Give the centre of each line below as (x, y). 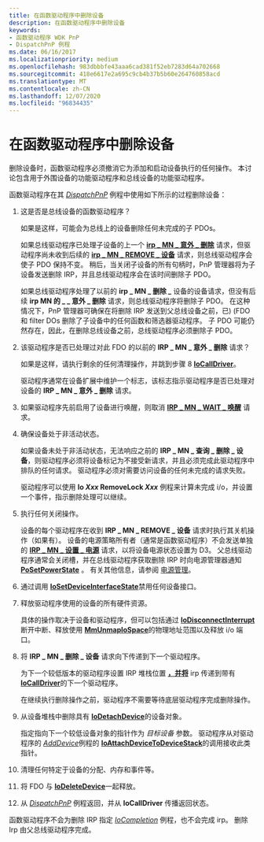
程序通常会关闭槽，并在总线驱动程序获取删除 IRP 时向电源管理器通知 (131, 560)
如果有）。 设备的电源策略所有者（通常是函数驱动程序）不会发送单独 (144, 540)
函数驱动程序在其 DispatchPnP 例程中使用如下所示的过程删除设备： (118, 195)
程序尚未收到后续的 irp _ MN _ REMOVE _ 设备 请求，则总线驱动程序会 (140, 255)
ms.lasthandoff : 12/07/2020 (55, 96)
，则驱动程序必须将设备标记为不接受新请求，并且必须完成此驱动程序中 (141, 461)
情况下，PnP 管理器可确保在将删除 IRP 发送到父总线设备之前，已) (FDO (135, 311)
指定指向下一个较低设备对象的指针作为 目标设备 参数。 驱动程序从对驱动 (137, 733)
